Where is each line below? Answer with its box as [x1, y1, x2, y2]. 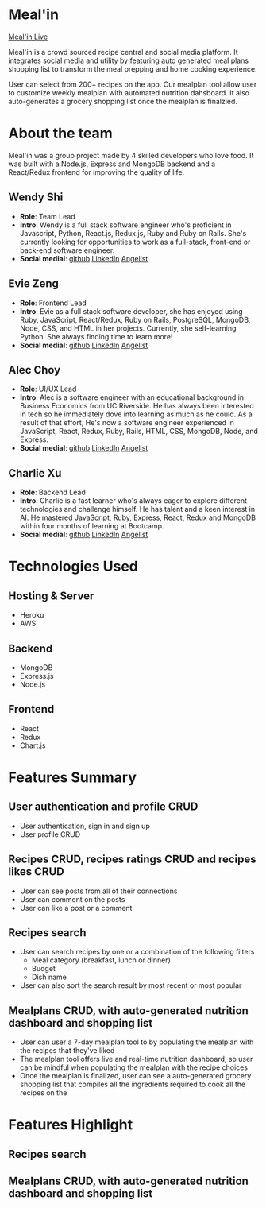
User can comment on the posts [19, 894, 125, 904]
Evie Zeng [8, 277, 60, 291]
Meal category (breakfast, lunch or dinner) [31, 955, 171, 965]
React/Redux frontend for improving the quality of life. [8, 167, 185, 176]
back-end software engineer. [19, 245, 115, 255]
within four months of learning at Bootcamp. [19, 521, 164, 531]
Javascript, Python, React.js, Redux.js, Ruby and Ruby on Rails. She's [19, 228, 247, 238]
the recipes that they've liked [19, 1046, 115, 1055]
